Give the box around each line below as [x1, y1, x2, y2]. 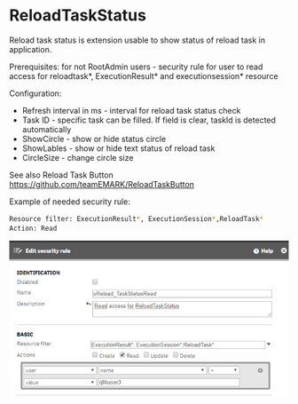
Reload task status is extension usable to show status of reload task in [9, 35, 266, 45]
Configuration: [9, 88, 62, 99]
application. [9, 44, 52, 54]
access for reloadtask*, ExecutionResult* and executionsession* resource [9, 70, 278, 81]
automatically [21, 123, 72, 134]
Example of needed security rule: [9, 196, 131, 207]
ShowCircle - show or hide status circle [21, 133, 167, 144]
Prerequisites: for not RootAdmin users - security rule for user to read [9, 61, 263, 72]
